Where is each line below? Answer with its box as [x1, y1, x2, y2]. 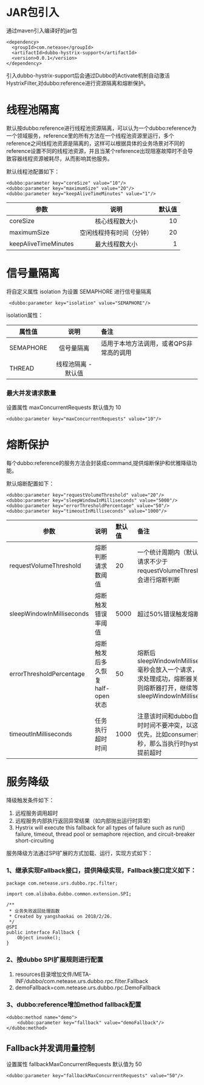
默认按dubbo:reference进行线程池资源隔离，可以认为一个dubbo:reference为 [6, 124, 197, 132]
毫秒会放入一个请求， [137, 666, 199, 674]
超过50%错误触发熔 [137, 610, 194, 619]
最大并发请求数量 [6, 388, 56, 397]
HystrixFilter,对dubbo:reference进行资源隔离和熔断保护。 [6, 79, 149, 87]
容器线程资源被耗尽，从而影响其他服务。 [11, 155, 113, 162]
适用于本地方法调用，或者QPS [101, 339, 187, 347]
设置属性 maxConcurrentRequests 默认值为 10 [6, 404, 121, 411]
